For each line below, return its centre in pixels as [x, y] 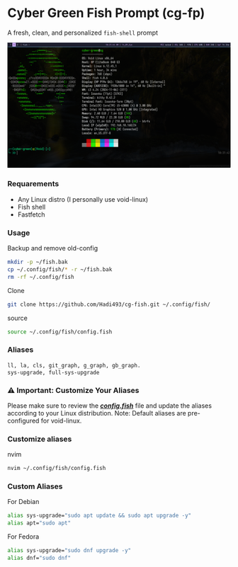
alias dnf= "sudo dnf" [39, 558]
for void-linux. [61, 420]
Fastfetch [31, 214]
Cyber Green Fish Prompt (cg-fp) [106, 13]
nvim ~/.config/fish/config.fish [57, 469]
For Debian [23, 502]
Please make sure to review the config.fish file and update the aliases [110, 406]
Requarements [33, 184]
